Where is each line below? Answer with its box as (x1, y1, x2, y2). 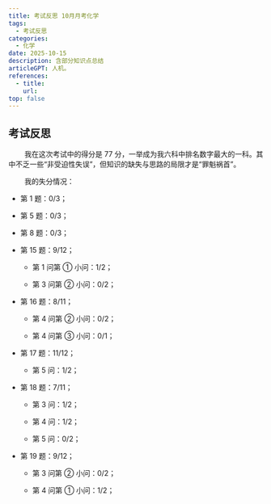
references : (8, 72, 49, 80)
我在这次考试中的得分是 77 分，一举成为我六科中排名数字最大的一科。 (23, 149, 256, 159)
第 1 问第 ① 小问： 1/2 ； (32, 262, 113, 272)
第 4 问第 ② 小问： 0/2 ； (32, 314, 116, 324)
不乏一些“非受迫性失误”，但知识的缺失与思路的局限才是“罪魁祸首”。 (15, 159, 241, 170)
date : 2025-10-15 (8, 49, 67, 57)
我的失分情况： (23, 177, 74, 187)
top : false (8, 94, 45, 103)
